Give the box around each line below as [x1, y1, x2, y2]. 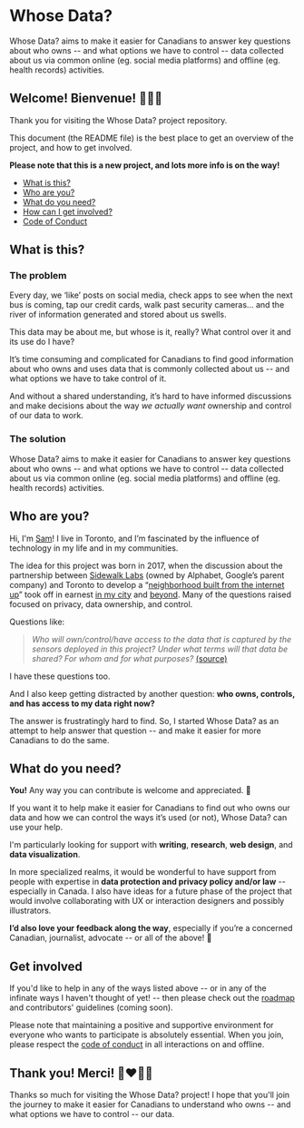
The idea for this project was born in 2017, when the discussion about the [9, 560, 283, 571]
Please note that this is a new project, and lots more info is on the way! [9, 160, 280, 171]
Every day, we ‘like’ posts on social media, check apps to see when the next [9, 289, 293, 300]
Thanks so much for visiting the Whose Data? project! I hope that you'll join [9, 1089, 290, 1100]
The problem [9, 270, 67, 282]
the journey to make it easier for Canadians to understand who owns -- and [9, 1099, 291, 1110]
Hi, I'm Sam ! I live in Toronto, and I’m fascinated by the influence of [9, 533, 260, 544]
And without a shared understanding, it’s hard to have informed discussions [9, 391, 292, 402]
